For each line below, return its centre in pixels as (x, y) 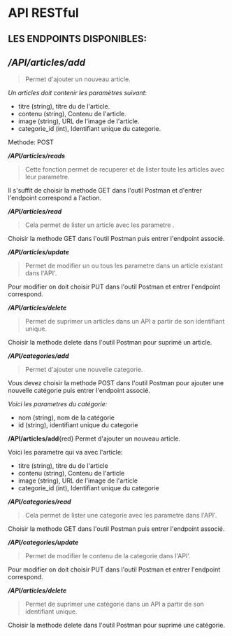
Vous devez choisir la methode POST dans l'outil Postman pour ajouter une (116, 383)
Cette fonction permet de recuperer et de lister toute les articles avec (125, 170)
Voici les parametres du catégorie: (58, 404)
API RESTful (43, 13)
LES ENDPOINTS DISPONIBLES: (78, 39)
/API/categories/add (38, 356)
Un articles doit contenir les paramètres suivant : (78, 93)
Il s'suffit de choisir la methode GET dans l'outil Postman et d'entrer (105, 191)
